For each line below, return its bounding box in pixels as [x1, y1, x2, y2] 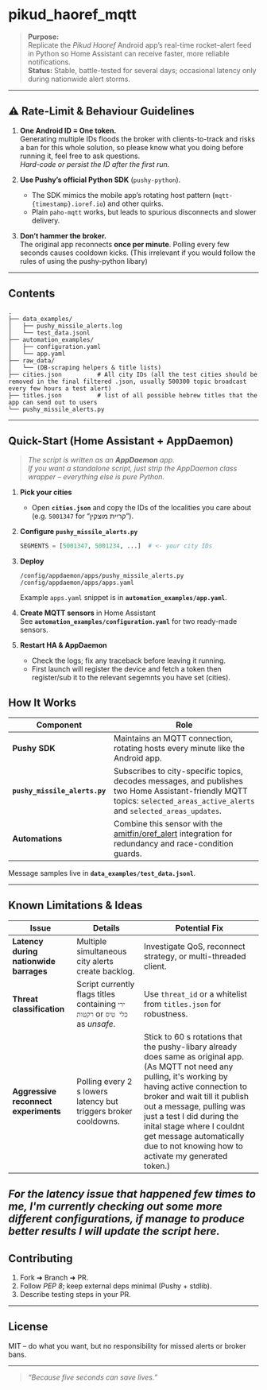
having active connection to [144, 1081, 248, 1092]
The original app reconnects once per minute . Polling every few [19, 239, 230, 249]
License [8, 1320, 48, 1334]
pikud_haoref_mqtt [8, 6, 137, 24]
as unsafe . [76, 1018, 116, 1029]
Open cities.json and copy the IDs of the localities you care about [31, 503, 252, 513]
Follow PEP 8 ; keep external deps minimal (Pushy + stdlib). [19, 1281, 212, 1291]
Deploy [19, 556, 44, 566]
